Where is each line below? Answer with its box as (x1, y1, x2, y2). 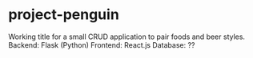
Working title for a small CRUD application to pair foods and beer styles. (8, 32, 246, 41)
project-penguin (8, 6, 120, 24)
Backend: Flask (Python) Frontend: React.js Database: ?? (8, 40, 195, 49)
